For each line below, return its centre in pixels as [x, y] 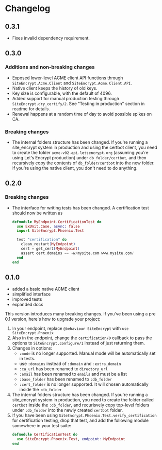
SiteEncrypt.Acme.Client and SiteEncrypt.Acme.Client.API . [72, 83]
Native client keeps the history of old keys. [55, 88]
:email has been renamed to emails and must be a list [73, 374]
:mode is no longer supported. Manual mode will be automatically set [88, 353]
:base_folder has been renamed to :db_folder [66, 379]
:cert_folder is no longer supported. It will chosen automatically [84, 384]
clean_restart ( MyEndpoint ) [48, 244]
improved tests [27, 299]
